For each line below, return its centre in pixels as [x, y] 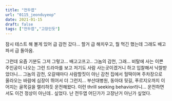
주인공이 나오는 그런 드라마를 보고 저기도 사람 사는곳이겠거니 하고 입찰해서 [79, 68]
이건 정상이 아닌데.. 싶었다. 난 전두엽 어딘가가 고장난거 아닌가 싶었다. [83, 93]
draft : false [19, 24]
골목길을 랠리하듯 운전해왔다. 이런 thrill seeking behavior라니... [82, 87]
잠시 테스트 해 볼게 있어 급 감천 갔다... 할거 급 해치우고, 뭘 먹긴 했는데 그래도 [81, 44]
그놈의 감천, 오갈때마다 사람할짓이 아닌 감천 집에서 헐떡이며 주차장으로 [93, 74]
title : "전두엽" [21, 10]
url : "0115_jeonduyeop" [31, 15]
